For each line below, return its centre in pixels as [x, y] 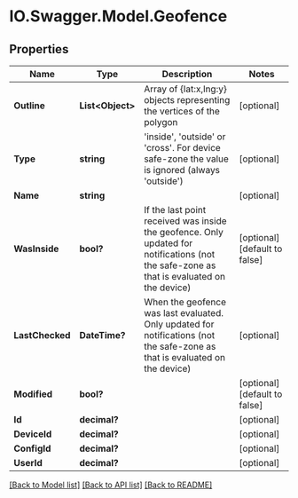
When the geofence [184, 302]
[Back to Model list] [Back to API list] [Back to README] [111, 485]
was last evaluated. [184, 313]
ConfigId [32, 448]
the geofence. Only [183, 232]
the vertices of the [181, 111]
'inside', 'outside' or [184, 137]
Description [187, 74]
